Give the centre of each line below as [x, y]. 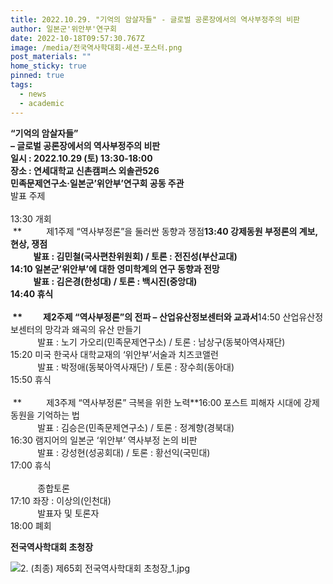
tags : [21, 85]
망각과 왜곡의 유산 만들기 [93, 329]
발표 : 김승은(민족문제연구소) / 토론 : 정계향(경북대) [136, 427]
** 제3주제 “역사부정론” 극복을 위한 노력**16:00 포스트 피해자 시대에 [157, 402]
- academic [42, 103]
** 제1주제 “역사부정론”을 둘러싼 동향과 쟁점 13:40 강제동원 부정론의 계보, [165, 231]
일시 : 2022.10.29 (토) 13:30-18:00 [81, 158]
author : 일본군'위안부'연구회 [64, 29]
